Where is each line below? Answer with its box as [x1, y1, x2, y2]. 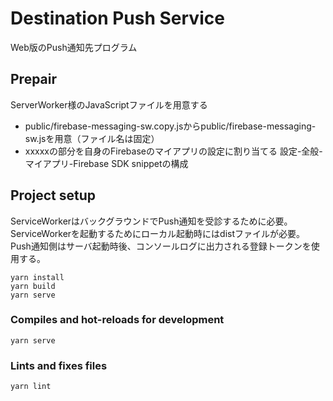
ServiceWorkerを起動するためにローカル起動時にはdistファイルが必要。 [10, 227, 306, 239]
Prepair [10, 71, 58, 88]
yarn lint [10, 382, 52, 392]
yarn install [10, 272, 65, 282]
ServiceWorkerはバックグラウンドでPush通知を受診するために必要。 [10, 215, 293, 227]
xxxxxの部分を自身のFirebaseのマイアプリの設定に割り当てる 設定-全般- [24, 145, 323, 157]
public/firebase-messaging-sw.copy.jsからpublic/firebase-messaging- [24, 120, 317, 132]
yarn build [10, 281, 56, 291]
